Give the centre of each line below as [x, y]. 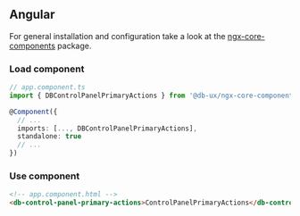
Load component [47, 69]
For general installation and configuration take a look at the [117, 36]
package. [75, 46]
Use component [45, 176]
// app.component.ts [48, 87]
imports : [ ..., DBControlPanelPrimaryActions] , [108, 129]
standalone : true [50, 137]
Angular [32, 15]
